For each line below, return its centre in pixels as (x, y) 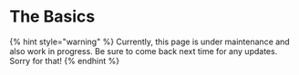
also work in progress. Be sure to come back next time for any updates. (144, 51)
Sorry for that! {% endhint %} (65, 61)
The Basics (52, 17)
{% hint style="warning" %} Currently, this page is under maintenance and (149, 42)
